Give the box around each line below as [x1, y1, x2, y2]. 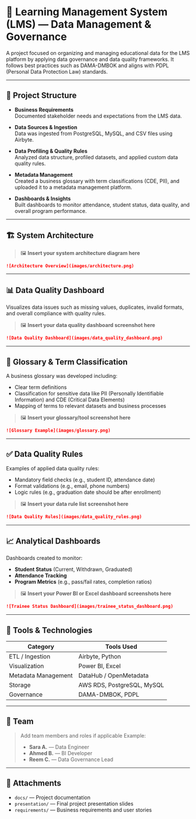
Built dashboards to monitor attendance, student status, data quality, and [14, 201, 190, 208]
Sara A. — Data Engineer [29, 743, 89, 751]
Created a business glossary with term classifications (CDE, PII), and [14, 177, 180, 184]
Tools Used [105, 643, 138, 651]
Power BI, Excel [78, 662, 121, 670]
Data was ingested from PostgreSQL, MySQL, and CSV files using [14, 130, 173, 137]
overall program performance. [14, 207, 87, 214]
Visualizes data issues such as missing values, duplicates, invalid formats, [6, 304, 184, 311]
